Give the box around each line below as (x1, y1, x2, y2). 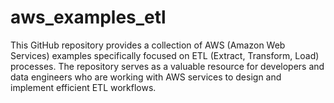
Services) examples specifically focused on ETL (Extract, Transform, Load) (10, 49, 320, 61)
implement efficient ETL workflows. (10, 81, 157, 93)
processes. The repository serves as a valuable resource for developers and (10, 60, 325, 72)
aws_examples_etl (10, 6, 167, 29)
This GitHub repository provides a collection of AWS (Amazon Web (10, 39, 286, 51)
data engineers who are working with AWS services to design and (10, 71, 282, 83)
